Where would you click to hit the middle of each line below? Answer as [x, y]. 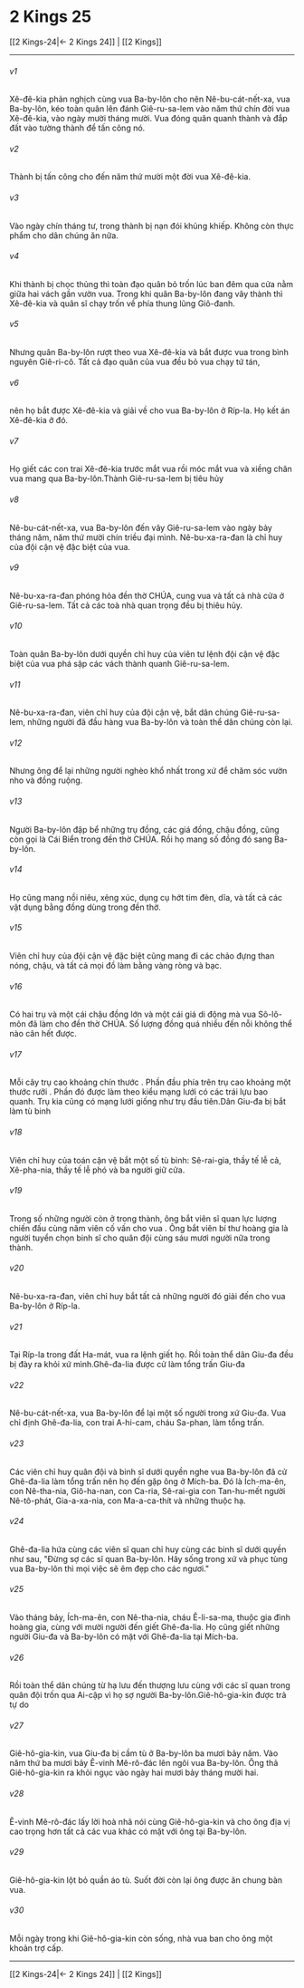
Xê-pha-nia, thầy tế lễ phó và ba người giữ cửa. [97, 1170]
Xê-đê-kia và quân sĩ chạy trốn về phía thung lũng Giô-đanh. [122, 303]
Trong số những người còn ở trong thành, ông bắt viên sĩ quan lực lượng [143, 1218]
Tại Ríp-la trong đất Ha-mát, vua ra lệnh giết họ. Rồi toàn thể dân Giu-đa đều [152, 1355]
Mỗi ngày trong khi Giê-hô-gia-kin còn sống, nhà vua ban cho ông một [141, 1939]
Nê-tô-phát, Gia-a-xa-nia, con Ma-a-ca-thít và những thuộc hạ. [128, 1501]
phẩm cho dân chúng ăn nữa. [64, 235]
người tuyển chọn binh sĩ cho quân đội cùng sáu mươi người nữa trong [140, 1238]
